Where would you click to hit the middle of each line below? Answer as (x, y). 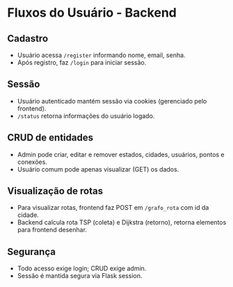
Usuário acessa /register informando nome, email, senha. (101, 55)
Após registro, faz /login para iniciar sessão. (82, 63)
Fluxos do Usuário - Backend (92, 13)
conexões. (32, 162)
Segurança (31, 252)
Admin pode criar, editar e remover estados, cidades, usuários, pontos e (121, 154)
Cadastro (28, 39)
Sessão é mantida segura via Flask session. (80, 276)
